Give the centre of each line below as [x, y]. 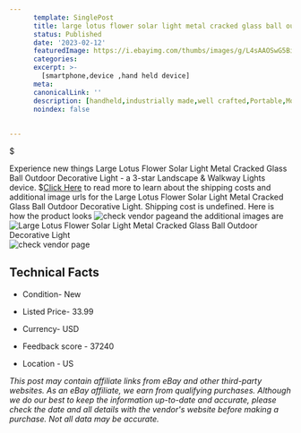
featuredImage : [61, 51]
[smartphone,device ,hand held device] [116, 76]
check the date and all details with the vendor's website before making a [144, 409]
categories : [55, 59]
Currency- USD [51, 328]
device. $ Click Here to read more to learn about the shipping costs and [140, 187]
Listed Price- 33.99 [58, 311]
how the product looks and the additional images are [146, 216]
